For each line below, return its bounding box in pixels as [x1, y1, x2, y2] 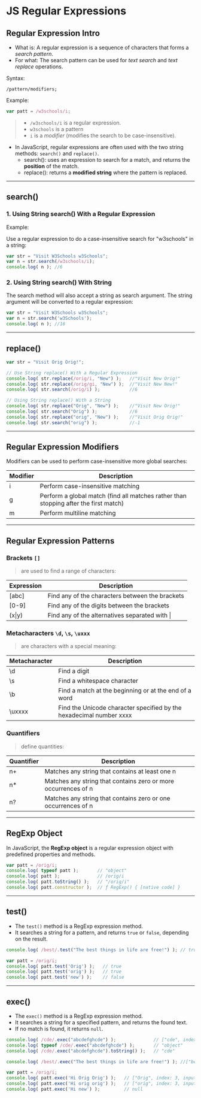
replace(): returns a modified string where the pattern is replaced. [23, 169, 187, 176]
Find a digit [58, 667, 90, 675]
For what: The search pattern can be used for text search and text [14, 57, 178, 63]
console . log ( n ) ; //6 [6, 264, 63, 270]
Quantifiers [6, 729, 40, 737]
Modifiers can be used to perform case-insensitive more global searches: [6, 458, 187, 465]
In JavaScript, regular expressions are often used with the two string [14, 143, 184, 150]
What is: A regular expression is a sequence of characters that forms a [14, 44, 189, 51]
